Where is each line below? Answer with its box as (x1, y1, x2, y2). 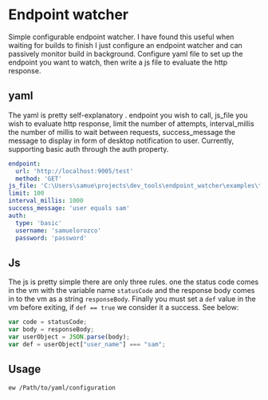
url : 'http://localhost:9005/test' (15, 167, 134, 175)
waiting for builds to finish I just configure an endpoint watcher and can (8, 40, 243, 50)
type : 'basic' (15, 219, 62, 227)
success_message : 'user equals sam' (8, 204, 130, 212)
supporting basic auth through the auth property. (8, 144, 169, 153)
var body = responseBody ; (8, 326, 94, 334)
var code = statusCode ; (8, 318, 88, 327)
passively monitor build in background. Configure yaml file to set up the (8, 49, 243, 58)
